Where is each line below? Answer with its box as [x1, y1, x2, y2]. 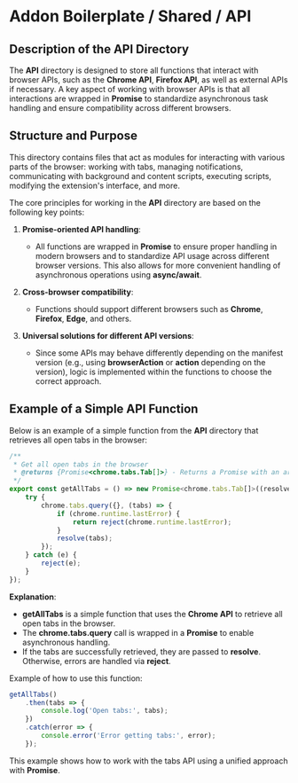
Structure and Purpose [9, 129, 137, 144]
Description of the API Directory [9, 42, 189, 57]
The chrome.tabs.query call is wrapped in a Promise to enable [21, 627, 255, 638]
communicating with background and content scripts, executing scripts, [9, 170, 272, 181]
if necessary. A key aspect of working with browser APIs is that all [9, 84, 250, 94]
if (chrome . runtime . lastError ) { [56, 509, 180, 518]
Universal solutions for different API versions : [21, 330, 194, 341]
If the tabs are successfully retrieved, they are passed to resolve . [21, 646, 262, 657]
